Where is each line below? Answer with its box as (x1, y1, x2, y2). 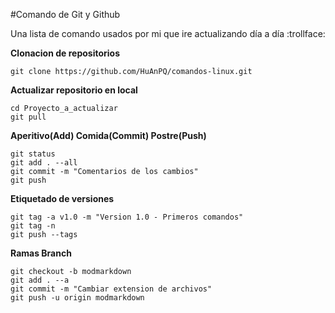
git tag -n (10, 221, 56, 231)
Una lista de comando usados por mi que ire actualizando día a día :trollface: (10, 28, 326, 39)
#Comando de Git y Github (10, 9, 121, 20)
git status (10, 149, 56, 159)
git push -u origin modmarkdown (10, 293, 145, 303)
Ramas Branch (10, 247, 72, 259)
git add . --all (10, 158, 78, 168)
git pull (10, 112, 47, 122)
